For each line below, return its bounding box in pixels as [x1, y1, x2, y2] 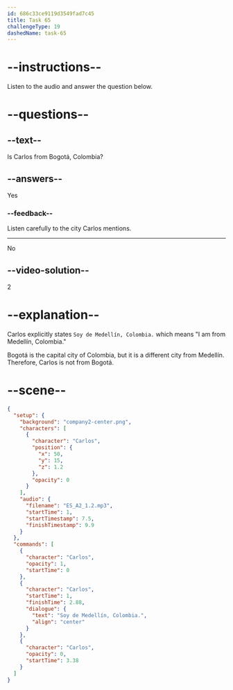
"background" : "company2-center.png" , [19, 418, 132, 426]
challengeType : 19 [7, 23, 60, 30]
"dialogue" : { [25, 605, 67, 613]
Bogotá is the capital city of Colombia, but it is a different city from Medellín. [7, 351, 225, 360]
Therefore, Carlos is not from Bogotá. [7, 358, 114, 367]
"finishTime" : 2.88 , [25, 599, 85, 606]
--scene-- [7, 382, 67, 398]
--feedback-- [7, 208, 53, 218]
